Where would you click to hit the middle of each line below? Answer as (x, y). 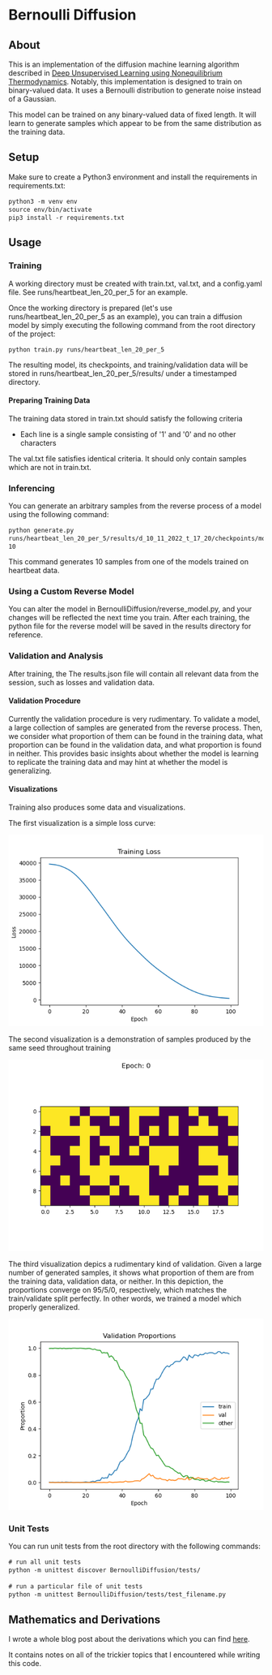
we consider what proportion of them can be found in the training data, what (136, 736)
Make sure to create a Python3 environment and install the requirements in (133, 177)
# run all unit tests (45, 1562)
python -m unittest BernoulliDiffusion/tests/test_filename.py (117, 1595)
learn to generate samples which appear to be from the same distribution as (135, 123)
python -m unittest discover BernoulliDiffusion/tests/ (104, 1570)
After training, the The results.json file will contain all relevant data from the (134, 673)
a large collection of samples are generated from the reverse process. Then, (136, 727)
